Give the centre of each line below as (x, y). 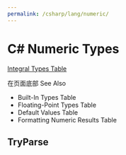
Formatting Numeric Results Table (67, 120)
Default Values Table (48, 112)
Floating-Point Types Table (57, 105)
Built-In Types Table (47, 97)
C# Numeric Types (63, 48)
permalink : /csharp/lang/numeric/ (58, 14)
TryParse (28, 142)
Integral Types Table (37, 69)
